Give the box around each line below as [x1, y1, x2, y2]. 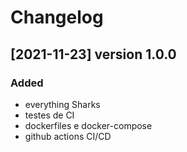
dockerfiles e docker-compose [24, 119, 153, 131]
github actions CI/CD [24, 130, 112, 142]
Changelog [10, 6, 104, 29]
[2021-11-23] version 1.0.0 [10, 46, 177, 63]
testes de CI [24, 109, 75, 121]
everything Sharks [24, 98, 101, 110]
